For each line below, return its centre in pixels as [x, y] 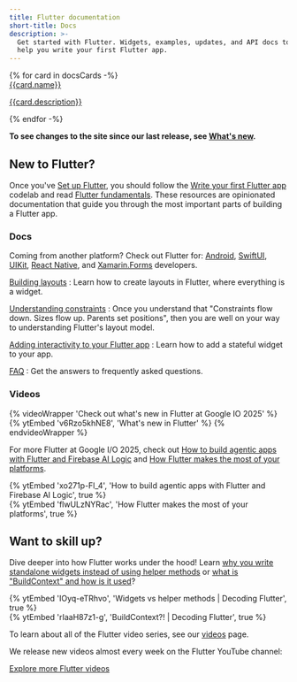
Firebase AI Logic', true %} [58, 494]
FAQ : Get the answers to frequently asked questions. [106, 372]
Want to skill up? [56, 541]
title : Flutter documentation [65, 17]
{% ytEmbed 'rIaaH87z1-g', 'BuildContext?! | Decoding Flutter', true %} [138, 617]
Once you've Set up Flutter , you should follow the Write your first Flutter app [148, 185]
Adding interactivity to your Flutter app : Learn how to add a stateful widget [146, 345]
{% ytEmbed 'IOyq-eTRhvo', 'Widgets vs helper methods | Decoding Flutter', [148, 599]
